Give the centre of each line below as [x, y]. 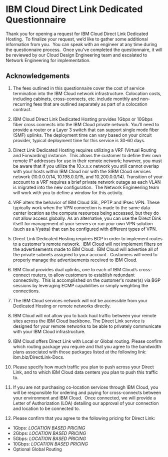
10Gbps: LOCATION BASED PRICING [50, 443]
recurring [22, 104]
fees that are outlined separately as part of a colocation [90, 104]
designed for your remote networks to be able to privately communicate [87, 326]
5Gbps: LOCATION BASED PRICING [49, 438]
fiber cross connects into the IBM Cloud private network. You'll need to [86, 124]
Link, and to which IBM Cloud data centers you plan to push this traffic [85, 372]
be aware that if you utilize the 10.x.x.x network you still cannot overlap [86, 166]
